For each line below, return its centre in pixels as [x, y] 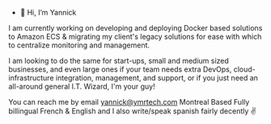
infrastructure [31, 78]
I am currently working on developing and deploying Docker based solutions [135, 28]
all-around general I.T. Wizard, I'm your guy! [82, 86]
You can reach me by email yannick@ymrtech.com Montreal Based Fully [129, 102]
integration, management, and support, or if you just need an [157, 78]
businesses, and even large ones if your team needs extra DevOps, [120, 69]
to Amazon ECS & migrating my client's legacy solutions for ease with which [135, 37]
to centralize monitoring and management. [79, 45]
